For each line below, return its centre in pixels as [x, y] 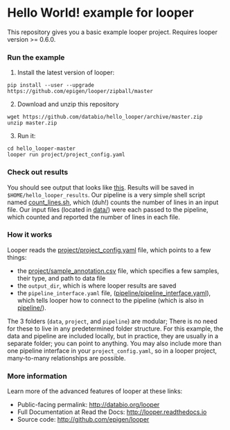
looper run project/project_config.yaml [67, 155]
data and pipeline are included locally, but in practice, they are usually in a [113, 336]
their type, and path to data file [61, 278]
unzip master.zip [32, 123]
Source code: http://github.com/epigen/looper [83, 420]
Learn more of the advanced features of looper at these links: [95, 391]
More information [37, 376]
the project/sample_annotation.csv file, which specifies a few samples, [118, 271]
